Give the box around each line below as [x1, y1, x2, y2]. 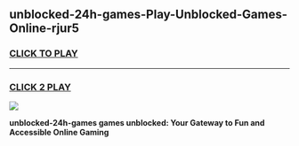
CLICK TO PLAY [9, 48, 78, 60]
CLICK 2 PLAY [9, 81, 71, 93]
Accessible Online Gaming [9, 127, 109, 137]
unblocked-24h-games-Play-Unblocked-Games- [9, 7, 287, 22]
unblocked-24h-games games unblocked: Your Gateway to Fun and [9, 117, 265, 127]
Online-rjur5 [9, 21, 80, 36]
